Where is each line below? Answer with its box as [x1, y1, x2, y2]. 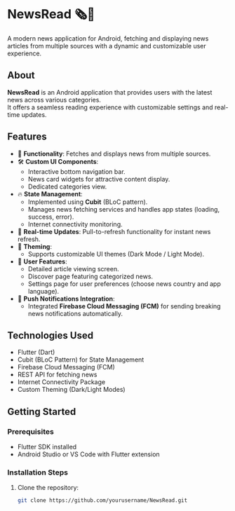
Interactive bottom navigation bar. [27, 167, 126, 176]
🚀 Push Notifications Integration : [17, 294, 115, 303]
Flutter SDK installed [17, 443, 77, 451]
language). [27, 287, 60, 295]
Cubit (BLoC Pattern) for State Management [17, 355, 145, 364]
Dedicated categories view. [27, 182, 107, 191]
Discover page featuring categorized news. [27, 272, 153, 280]
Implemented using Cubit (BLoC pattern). [27, 198, 148, 206]
